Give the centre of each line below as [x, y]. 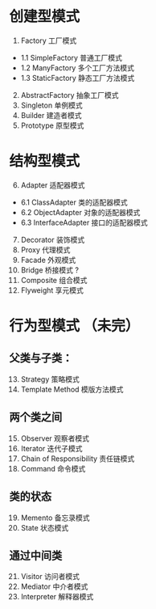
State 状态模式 [45, 527]
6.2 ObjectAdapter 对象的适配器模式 [80, 212]
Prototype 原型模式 [52, 125]
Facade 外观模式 [48, 260]
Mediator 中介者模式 [54, 586]
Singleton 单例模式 [51, 105]
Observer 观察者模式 [55, 438]
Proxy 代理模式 [45, 250]
